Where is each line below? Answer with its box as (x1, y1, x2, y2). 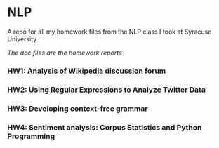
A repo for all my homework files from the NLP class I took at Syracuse (7, 27, 212, 36)
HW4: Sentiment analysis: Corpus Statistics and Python (7, 122, 202, 132)
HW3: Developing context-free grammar (7, 103, 148, 113)
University (7, 34, 37, 43)
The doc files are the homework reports (7, 48, 123, 57)
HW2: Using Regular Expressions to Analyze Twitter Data (7, 85, 206, 95)
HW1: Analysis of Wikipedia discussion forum (7, 66, 166, 76)
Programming (7, 131, 55, 141)
